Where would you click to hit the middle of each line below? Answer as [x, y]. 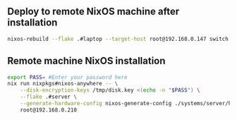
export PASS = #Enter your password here [68, 77]
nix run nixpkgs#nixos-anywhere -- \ [63, 84]
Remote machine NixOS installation [86, 61]
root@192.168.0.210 [49, 110]
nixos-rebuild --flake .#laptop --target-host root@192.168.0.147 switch [118, 39]
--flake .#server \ [49, 97]
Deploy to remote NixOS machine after [93, 12]
